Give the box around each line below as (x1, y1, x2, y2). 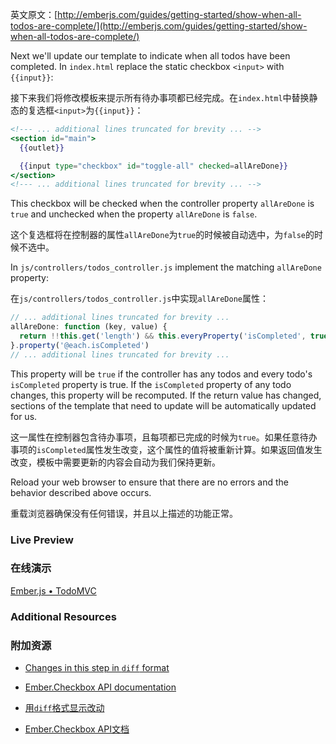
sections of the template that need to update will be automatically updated (10, 399, 317, 412)
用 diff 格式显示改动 (24, 702, 105, 714)
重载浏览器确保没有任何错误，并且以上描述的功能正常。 (10, 507, 238, 519)
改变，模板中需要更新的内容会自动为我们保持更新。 (10, 456, 221, 468)
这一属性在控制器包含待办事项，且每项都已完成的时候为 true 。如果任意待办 (10, 431, 318, 443)
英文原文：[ (10, 9, 58, 20)
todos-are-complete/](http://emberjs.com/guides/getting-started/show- (10, 20, 308, 32)
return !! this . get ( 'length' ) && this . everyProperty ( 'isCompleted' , (19, 331, 307, 341)
